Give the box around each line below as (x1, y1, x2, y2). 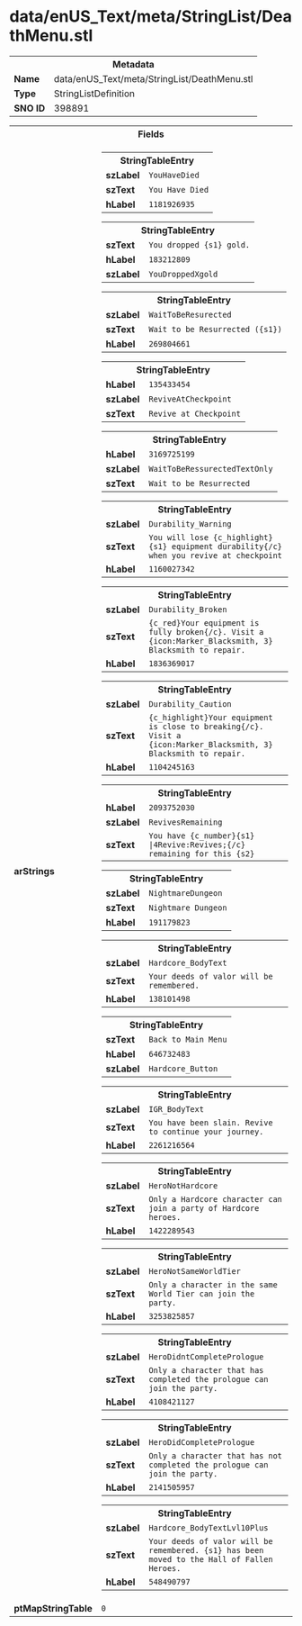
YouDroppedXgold (147, 268, 218, 279)
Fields (138, 128, 164, 140)
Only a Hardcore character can (147, 1194, 283, 1204)
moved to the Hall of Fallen (147, 1554, 273, 1564)
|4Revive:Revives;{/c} (147, 839, 245, 850)
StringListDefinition (53, 87, 135, 100)
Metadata (111, 58, 155, 70)
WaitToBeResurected (147, 309, 232, 320)
